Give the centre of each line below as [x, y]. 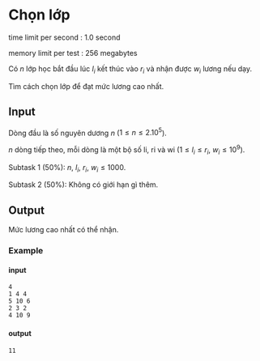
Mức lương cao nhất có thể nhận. [64, 230]
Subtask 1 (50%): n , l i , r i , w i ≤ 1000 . [67, 168]
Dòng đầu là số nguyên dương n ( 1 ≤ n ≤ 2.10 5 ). [88, 132]
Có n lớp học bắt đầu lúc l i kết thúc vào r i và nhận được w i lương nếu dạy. [130, 69]
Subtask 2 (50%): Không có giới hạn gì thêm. [83, 185]
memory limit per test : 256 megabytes [73, 53]
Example [26, 251]
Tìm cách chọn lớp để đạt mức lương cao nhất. [86, 86]
